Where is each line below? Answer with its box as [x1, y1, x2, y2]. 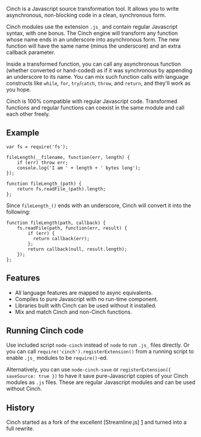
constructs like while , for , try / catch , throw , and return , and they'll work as [6, 79, 191, 87]
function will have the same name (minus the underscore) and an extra [6, 42, 181, 49]
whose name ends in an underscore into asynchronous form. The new [6, 36, 180, 43]
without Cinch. [6, 385, 43, 392]
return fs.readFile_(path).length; [17, 186, 106, 192]
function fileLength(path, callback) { [6, 220, 106, 226]
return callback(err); [32, 235, 90, 241]
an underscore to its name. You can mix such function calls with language [6, 73, 189, 80]
